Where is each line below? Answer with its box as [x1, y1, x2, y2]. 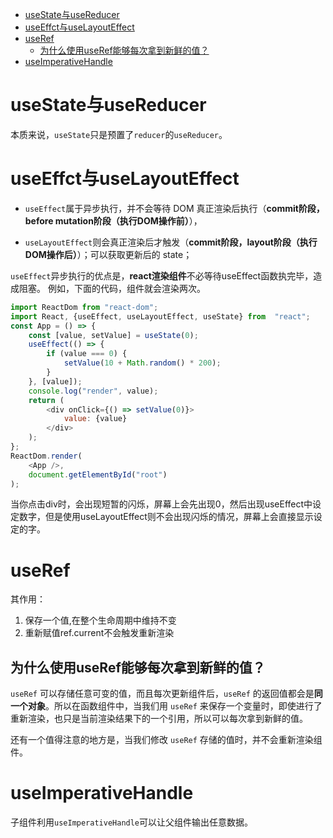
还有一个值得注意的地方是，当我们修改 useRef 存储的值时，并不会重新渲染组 [10, 734, 323, 746]
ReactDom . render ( [10, 451, 83, 461]
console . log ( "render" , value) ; [28, 386, 159, 396]
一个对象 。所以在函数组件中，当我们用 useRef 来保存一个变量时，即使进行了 [10, 700, 323, 712]
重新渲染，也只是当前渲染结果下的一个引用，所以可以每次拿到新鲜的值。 [10, 713, 308, 725]
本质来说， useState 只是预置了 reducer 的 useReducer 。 [10, 128, 228, 140]
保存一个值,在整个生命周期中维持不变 [24, 614, 177, 627]
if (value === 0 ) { [46, 349, 128, 359]
